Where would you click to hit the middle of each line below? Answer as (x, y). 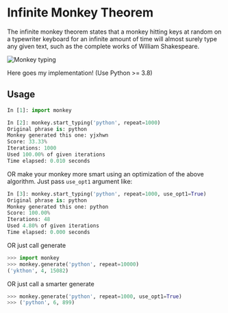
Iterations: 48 (29, 220)
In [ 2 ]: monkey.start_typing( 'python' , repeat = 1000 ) (84, 123)
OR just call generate (37, 245)
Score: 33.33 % (27, 142)
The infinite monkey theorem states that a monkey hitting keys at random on (114, 32)
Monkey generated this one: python (58, 207)
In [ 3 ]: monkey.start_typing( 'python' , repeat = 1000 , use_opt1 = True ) (107, 194)
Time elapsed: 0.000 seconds (49, 232)
